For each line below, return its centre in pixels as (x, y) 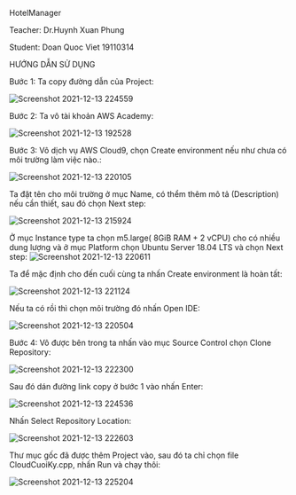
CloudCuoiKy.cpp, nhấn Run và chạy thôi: (85, 464)
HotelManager (35, 13)
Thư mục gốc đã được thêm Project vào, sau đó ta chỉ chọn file (124, 455)
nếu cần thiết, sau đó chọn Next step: (78, 204)
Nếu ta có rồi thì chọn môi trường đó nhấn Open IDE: (105, 308)
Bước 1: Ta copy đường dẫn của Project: (82, 82)
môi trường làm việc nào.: (55, 160)
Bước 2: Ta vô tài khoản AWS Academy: (82, 116)
